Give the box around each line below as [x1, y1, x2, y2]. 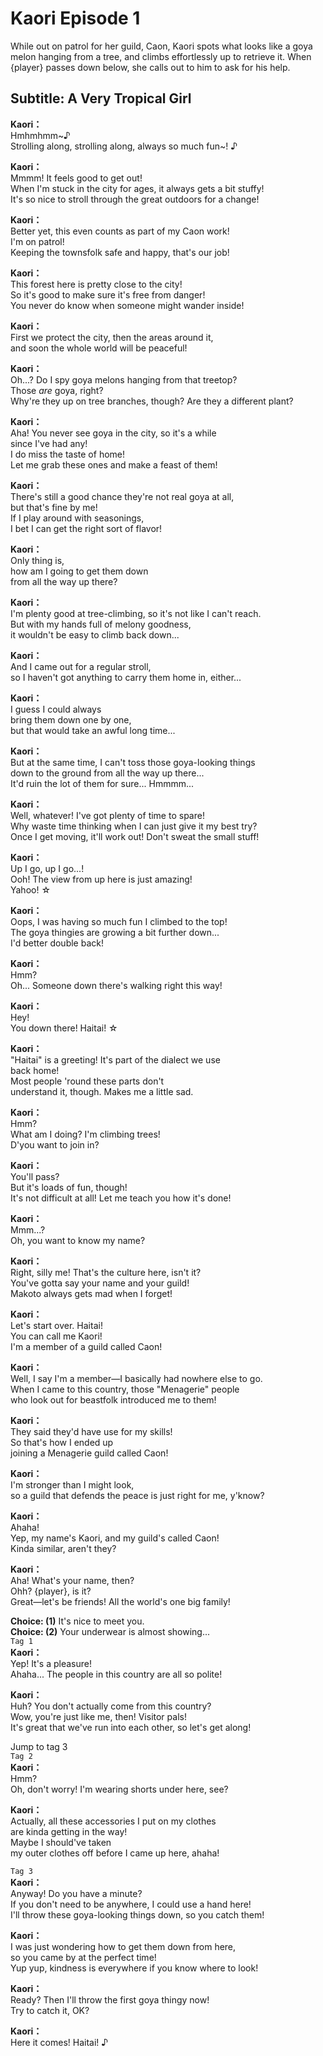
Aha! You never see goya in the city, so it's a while [10, 427, 217, 439]
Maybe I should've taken [10, 1836, 112, 1848]
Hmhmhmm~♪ [10, 129, 71, 141]
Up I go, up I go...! [10, 862, 85, 874]
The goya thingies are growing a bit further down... [10, 926, 220, 938]
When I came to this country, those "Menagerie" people [10, 1383, 240, 1395]
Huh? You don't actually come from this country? [10, 1700, 212, 1712]
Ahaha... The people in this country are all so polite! [10, 1668, 223, 1680]
